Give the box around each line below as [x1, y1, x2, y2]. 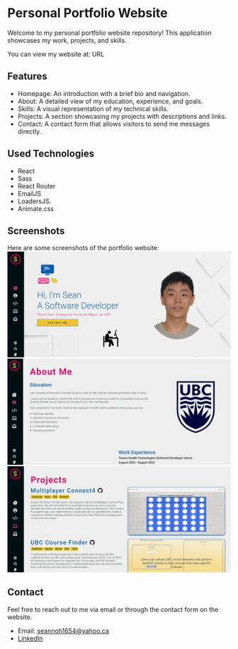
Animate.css [17, 204, 55, 213]
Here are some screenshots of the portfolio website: [7, 244, 159, 252]
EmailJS [17, 189, 42, 198]
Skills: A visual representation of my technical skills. [17, 104, 169, 113]
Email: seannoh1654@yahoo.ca [17, 626, 110, 635]
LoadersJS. [17, 197, 52, 205]
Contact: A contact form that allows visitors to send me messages [17, 119, 210, 128]
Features [7, 70, 47, 82]
